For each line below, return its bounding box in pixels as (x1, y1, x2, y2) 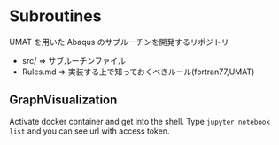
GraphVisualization (9, 93, 118, 108)
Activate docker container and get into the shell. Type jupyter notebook (9, 116, 270, 126)
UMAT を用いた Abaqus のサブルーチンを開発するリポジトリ (9, 36, 229, 47)
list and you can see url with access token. (9, 126, 170, 136)
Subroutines (9, 6, 102, 27)
